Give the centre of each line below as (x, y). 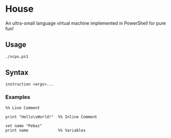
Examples (18, 97)
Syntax (17, 73)
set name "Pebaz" (24, 126)
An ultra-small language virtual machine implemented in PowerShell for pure (86, 23)
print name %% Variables (46, 130)
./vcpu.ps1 (17, 56)
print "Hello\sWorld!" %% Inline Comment (51, 117)
